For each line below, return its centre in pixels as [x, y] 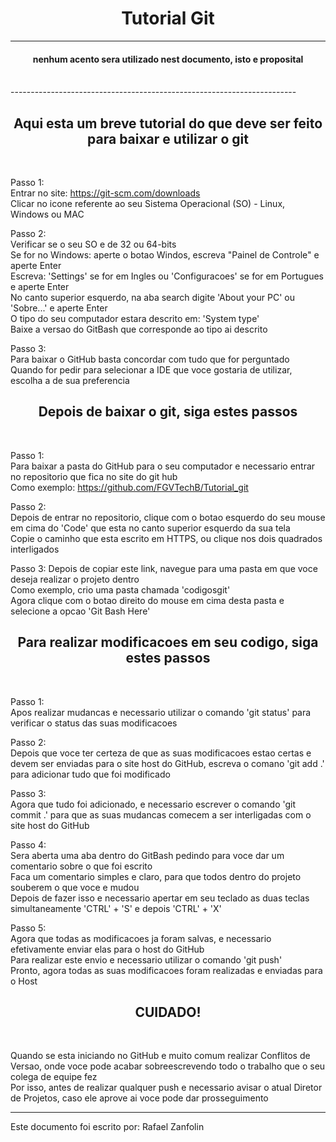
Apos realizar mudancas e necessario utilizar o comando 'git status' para [161, 712]
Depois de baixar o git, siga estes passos [168, 412]
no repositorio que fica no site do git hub [94, 476]
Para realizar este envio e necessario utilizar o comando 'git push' [146, 959]
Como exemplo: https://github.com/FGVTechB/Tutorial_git [129, 487]
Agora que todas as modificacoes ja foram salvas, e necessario [141, 938]
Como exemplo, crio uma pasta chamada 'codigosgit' [120, 589]
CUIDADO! [168, 1012]
